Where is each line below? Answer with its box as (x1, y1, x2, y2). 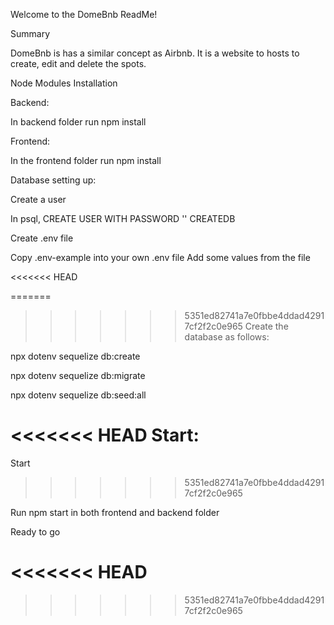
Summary (10, 28, 51, 39)
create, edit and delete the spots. (10, 58, 147, 69)
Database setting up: (10, 174, 97, 186)
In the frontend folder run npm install (10, 155, 162, 166)
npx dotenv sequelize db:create (10, 350, 141, 362)
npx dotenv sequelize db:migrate (10, 370, 146, 381)
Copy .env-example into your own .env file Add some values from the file (10, 252, 311, 263)
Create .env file (10, 232, 74, 244)
